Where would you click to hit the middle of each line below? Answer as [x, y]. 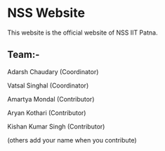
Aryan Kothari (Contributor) [47, 113]
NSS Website [46, 13]
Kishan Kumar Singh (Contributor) [56, 126]
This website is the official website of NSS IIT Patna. [82, 32]
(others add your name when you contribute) [72, 140]
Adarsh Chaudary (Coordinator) [53, 71]
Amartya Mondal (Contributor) [51, 99]
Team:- [24, 55]
